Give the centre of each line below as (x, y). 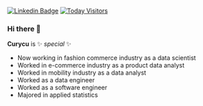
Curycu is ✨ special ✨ (39, 44)
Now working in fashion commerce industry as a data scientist (106, 58)
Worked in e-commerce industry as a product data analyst (101, 66)
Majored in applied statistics (58, 95)
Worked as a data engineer (56, 80)
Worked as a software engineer (62, 88)
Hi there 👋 (24, 29)
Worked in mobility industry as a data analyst (82, 73)
